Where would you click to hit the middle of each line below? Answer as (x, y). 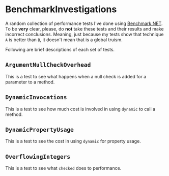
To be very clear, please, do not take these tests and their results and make (84, 28)
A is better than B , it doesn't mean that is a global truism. (64, 40)
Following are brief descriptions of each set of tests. (60, 49)
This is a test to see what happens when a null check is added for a (76, 76)
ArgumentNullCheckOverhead (48, 65)
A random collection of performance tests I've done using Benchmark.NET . (84, 23)
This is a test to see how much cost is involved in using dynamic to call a (80, 109)
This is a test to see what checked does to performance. (63, 168)
